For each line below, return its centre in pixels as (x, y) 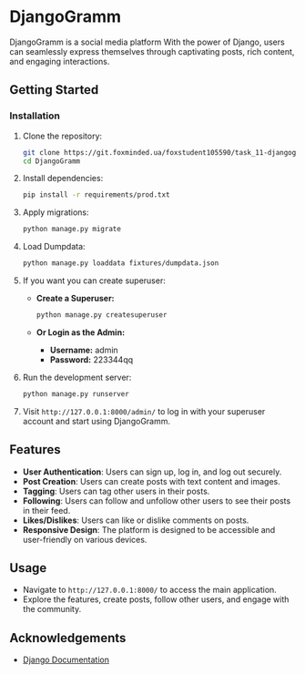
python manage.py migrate (71, 230)
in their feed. (46, 510)
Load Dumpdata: (54, 247)
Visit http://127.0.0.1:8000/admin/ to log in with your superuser (144, 411)
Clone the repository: (62, 136)
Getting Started (54, 90)
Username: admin (84, 350)
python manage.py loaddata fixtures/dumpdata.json (121, 263)
